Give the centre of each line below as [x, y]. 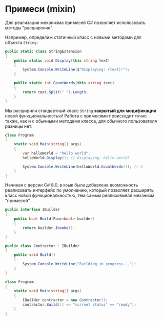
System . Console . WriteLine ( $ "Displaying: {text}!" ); [76, 69]
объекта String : [21, 42]
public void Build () [35, 255]
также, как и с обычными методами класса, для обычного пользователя [81, 121]
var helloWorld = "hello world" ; [57, 153]
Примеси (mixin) [40, 9]
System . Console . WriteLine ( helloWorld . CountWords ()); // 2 [83, 167]
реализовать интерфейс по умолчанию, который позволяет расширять [80, 190]
